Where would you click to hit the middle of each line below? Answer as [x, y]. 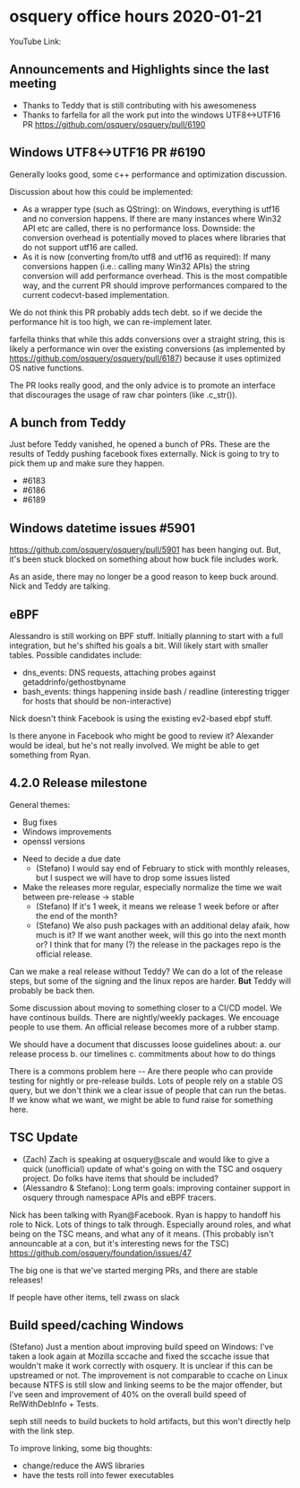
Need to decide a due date [71, 858]
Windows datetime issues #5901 [102, 528]
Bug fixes [40, 822]
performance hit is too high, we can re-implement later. [111, 321]
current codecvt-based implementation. [96, 294]
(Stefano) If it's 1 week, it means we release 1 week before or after [157, 906]
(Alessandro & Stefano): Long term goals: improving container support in [156, 1187]
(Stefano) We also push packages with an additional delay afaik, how [163, 925]
